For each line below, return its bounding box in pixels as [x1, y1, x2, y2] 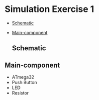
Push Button [11, 80, 37, 86]
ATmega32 [11, 74, 34, 80]
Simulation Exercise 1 [4, 3, 95, 15]
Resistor [11, 90, 29, 96]
